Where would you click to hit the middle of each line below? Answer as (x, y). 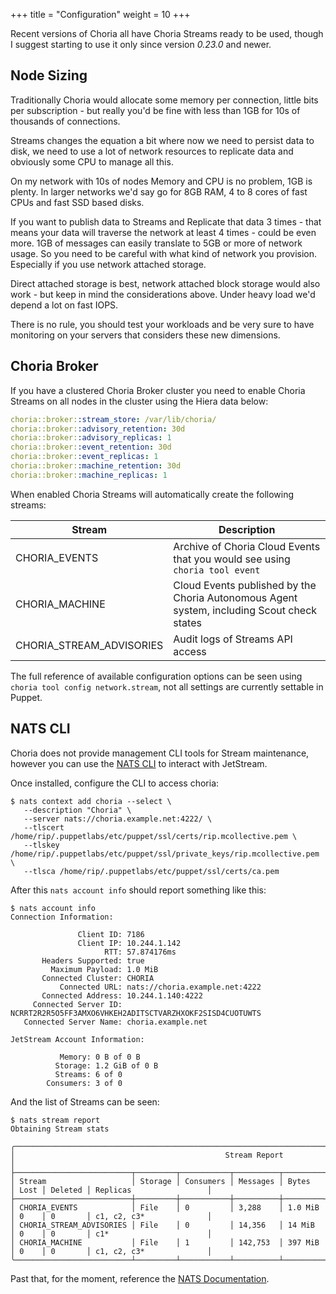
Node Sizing (49, 75)
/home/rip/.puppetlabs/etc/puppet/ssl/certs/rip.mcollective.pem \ (154, 836)
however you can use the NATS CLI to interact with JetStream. (139, 763)
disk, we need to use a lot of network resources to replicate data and (152, 151)
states (187, 622)
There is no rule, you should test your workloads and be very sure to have (162, 324)
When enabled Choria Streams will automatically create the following (152, 494)
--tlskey (41, 845)
